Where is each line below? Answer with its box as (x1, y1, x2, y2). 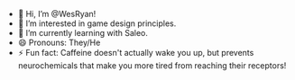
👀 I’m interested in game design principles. (17, 18, 177, 29)
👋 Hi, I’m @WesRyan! (17, 9, 97, 19)
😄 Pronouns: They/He (17, 37, 101, 48)
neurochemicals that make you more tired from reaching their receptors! (17, 60, 287, 71)
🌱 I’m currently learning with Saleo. (17, 28, 149, 38)
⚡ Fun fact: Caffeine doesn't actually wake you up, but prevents (17, 48, 254, 58)
